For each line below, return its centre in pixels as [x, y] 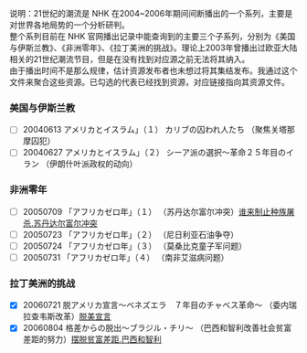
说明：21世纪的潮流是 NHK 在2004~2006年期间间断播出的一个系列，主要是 [151, 13]
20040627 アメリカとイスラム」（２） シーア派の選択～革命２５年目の [154, 153]
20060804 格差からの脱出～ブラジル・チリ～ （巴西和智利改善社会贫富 [157, 328]
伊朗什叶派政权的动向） [93, 164]
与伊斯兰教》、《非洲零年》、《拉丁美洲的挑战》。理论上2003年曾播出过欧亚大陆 [153, 48]
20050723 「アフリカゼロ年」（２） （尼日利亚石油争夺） [131, 234]
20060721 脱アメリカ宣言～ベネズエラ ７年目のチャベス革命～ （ [148, 305]
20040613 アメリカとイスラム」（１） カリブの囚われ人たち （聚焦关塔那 [159, 130]
